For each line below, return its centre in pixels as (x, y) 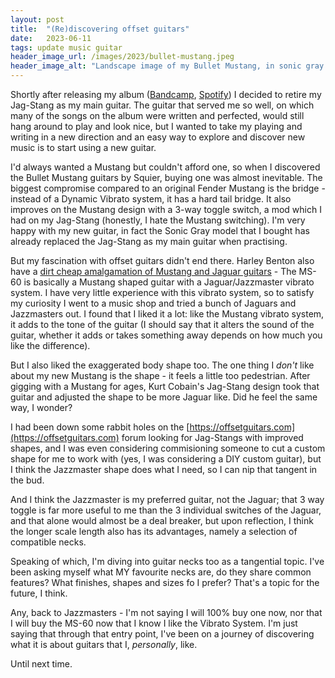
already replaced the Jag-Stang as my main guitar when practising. (149, 241)
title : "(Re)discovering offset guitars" (100, 29)
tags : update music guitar (66, 47)
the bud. (27, 480)
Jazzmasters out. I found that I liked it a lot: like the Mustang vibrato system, (167, 314)
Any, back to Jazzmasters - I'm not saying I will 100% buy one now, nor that (166, 612)
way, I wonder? (41, 407)
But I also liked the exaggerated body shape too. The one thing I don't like (162, 365)
